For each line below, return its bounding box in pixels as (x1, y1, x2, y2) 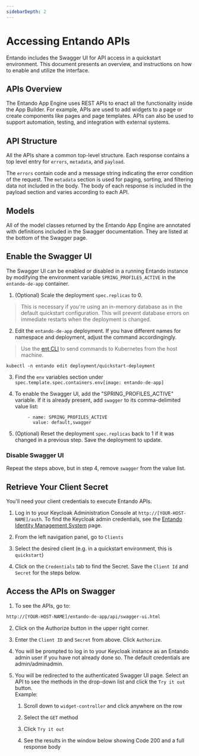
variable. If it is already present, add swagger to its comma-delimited (14, 396, 181, 404)
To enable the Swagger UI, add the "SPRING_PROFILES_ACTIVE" (14, 390, 174, 397)
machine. (20, 351, 44, 358)
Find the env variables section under (14, 373, 104, 380)
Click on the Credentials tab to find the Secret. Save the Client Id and (14, 563, 189, 570)
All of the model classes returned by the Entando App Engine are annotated (6, 221, 191, 229)
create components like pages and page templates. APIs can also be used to (6, 113, 194, 120)
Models (6, 206, 34, 216)
